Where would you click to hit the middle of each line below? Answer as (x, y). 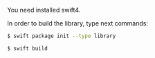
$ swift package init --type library (62, 36)
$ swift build (28, 48)
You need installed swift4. (44, 10)
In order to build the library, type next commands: (78, 23)
